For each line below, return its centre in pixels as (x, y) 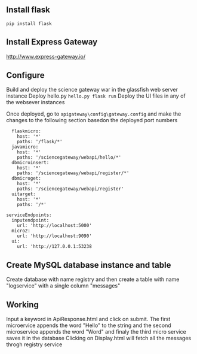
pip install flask (29, 23)
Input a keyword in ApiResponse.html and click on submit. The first (88, 319)
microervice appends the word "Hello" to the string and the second (89, 325)
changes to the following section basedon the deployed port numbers (92, 120)
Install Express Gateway (52, 42)
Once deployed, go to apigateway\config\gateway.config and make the (94, 114)
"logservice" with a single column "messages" (63, 286)
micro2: (21, 231)
